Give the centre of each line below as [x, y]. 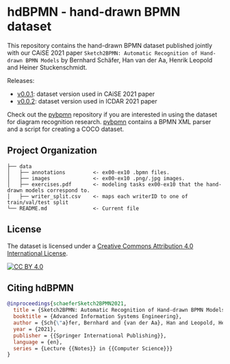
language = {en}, [38, 342]
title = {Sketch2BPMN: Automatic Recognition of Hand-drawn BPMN [108, 310]
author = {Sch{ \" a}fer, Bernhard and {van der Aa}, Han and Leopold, [114, 323]
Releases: [21, 80]
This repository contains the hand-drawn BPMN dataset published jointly [110, 45]
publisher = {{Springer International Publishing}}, [90, 336]
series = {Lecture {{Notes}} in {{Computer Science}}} [93, 348]
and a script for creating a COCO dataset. [66, 129]
